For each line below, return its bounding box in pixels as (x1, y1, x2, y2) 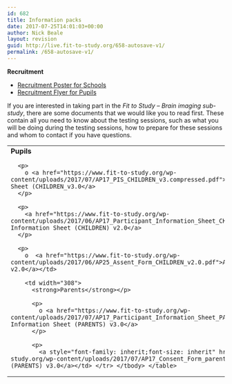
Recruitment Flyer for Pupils (17, 88, 97, 97)
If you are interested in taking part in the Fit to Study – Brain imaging (7, 101, 202, 110)
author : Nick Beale (7, 29, 64, 37)
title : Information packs (7, 17, 81, 23)
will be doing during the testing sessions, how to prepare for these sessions (7, 123, 223, 132)
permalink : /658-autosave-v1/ (7, 49, 95, 56)
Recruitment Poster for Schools (17, 81, 107, 89)
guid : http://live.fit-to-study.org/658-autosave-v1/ (7, 42, 166, 49)
